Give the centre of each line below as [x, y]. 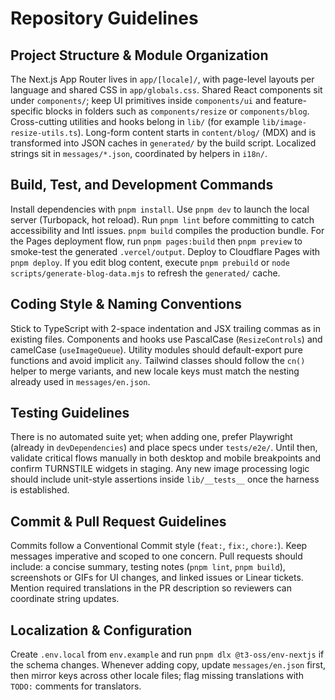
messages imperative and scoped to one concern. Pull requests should [156, 556]
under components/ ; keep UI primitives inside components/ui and [141, 100]
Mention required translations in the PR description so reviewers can [151, 588]
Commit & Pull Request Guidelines [118, 521]
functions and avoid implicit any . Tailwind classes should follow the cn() [158, 360]
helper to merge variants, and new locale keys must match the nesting [155, 371]
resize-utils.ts [44, 133]
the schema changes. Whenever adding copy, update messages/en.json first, [168, 665]
